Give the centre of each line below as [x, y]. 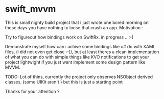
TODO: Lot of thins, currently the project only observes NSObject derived [79, 77]
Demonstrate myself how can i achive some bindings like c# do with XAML [80, 46]
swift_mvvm [31, 9]
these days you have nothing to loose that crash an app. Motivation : [74, 27]
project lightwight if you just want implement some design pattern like [75, 62]
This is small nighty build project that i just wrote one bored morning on [77, 22]
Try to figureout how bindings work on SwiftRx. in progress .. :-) [69, 37]
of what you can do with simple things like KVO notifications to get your [77, 57]
